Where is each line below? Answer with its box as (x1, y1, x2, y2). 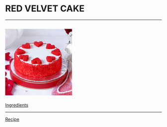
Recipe (5, 116, 20, 122)
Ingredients (5, 102, 29, 108)
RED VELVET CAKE (5, 3, 85, 14)
